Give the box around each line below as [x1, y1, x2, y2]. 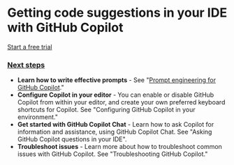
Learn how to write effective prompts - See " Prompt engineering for [17, 76, 217, 84]
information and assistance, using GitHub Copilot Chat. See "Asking [17, 127, 212, 136]
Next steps [7, 60, 45, 70]
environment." [17, 113, 58, 121]
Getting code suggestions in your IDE [7, 5, 228, 21]
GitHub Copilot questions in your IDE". [17, 135, 127, 143]
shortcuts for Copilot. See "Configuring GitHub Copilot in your [17, 106, 196, 114]
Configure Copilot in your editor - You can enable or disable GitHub [17, 91, 214, 99]
